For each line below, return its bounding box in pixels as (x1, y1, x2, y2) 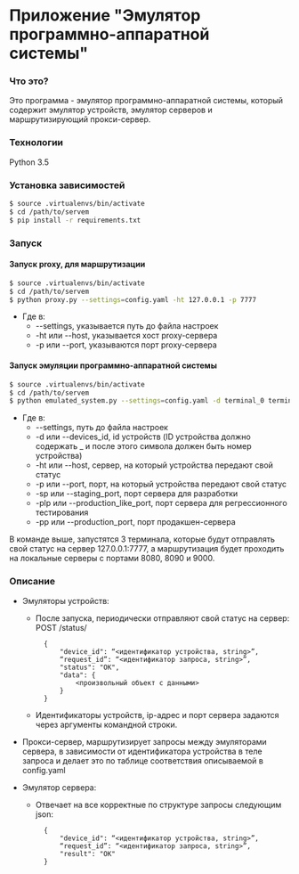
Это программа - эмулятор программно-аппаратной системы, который (9, 95, 283, 106)
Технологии (9, 136, 64, 149)
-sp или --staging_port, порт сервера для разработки (35, 488, 238, 499)
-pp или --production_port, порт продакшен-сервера (35, 517, 236, 527)
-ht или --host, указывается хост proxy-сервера (35, 331, 218, 341)
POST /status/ (35, 622, 87, 633)
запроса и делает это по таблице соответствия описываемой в (21, 755, 264, 766)
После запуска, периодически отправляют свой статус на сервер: (35, 612, 290, 624)
